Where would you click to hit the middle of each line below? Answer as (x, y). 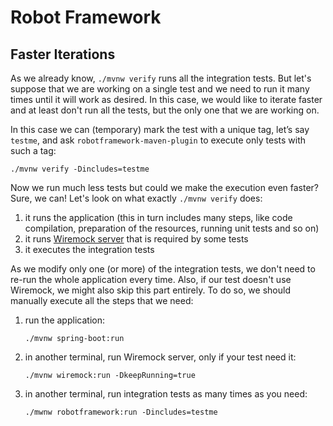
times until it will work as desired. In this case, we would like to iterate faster (166, 99)
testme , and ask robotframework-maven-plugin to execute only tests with (158, 140)
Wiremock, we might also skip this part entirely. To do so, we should (150, 290)
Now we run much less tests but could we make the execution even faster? (165, 187)
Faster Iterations (63, 54)
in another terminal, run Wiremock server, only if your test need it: (160, 357)
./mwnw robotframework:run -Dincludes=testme (121, 412)
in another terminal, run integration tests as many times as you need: (166, 394)
